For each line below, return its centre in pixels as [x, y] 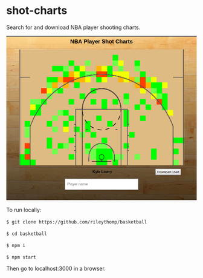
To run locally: [24, 210]
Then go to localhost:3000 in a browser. [56, 268]
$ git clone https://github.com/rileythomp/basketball [77, 222]
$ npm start [21, 257]
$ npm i [16, 245]
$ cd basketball [27, 234]
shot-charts [37, 11]
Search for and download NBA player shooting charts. [73, 27]
